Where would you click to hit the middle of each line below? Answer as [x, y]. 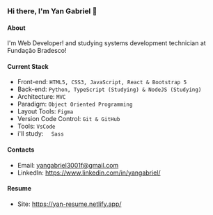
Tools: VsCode [36, 126]
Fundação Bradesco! [37, 51]
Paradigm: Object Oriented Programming [75, 104]
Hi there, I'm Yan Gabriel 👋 [52, 11]
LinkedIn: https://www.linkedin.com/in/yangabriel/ [89, 173]
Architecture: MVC [41, 97]
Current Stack [28, 66]
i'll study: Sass [40, 134]
